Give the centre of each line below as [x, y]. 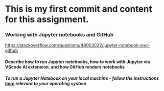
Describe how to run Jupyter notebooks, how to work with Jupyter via [78, 62]
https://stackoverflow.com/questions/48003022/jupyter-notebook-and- [78, 45]
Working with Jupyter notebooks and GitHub [59, 35]
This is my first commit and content [79, 9]
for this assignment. [47, 19]
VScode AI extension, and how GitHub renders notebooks [65, 67]
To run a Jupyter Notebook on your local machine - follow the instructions [82, 78]
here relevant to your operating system [46, 83]
